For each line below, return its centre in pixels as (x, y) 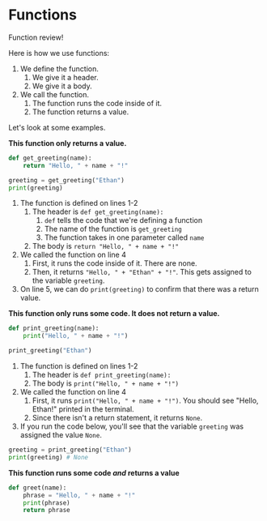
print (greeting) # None (49, 457)
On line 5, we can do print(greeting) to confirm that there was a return (139, 289)
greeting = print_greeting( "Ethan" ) (70, 450)
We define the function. (59, 68)
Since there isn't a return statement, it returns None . (117, 418)
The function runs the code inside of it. (97, 103)
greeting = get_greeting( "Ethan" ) (67, 180)
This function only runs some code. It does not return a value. (114, 314)
